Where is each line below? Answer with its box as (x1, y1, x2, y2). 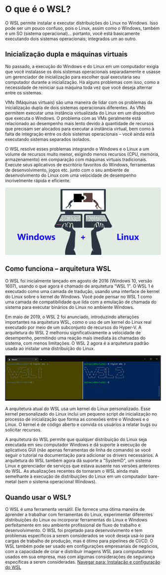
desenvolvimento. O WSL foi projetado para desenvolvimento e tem (5, 527, 143, 533)
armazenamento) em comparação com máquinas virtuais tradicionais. (5, 156, 147, 162)
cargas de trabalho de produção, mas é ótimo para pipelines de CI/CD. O (5, 538, 154, 544)
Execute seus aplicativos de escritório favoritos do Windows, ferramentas (5, 161, 155, 167)
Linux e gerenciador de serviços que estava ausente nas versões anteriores (5, 463, 160, 469)
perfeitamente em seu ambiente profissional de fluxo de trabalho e (5, 522, 141, 528)
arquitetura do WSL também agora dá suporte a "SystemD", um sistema (5, 458, 152, 464)
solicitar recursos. (5, 427, 42, 433)
